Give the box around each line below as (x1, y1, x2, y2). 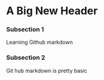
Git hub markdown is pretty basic (6, 67, 87, 74)
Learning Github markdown (6, 39, 73, 46)
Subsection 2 (6, 53, 46, 62)
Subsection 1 (6, 25, 45, 34)
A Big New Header (6, 4, 98, 18)
